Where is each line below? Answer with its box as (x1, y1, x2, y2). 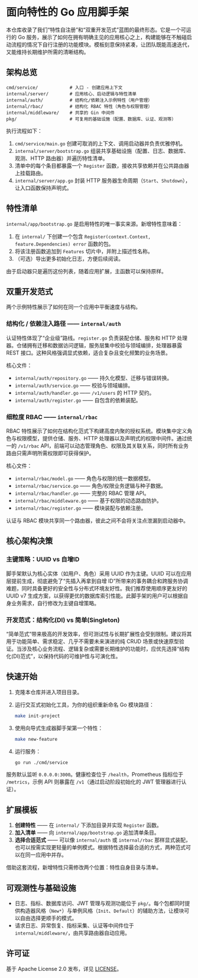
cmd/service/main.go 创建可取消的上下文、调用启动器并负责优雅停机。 (14, 140, 186, 147)
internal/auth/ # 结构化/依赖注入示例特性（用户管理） (6, 97, 152, 103)
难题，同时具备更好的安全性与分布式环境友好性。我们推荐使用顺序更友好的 (6, 584, 187, 592)
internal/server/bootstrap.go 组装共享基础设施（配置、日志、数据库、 (14, 147, 189, 154)
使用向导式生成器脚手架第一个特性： (14, 724, 103, 731)
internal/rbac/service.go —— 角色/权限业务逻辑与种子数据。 (14, 482, 167, 489)
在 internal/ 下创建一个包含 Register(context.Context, (14, 232, 151, 240)
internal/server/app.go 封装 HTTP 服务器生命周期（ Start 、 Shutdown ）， (14, 177, 191, 184)
